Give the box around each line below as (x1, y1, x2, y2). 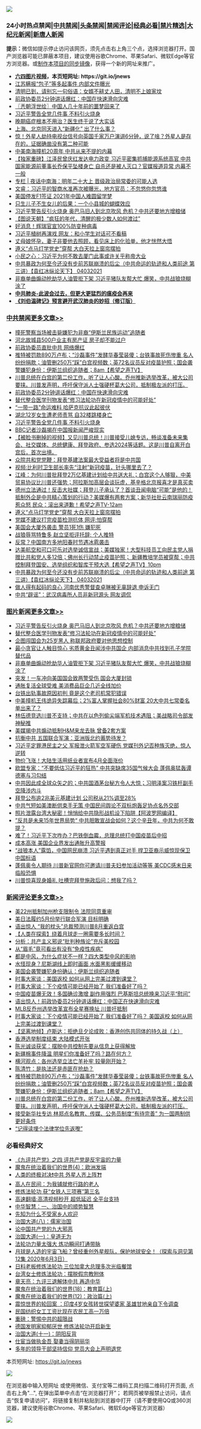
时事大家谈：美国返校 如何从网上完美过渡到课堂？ (14, 975, 138, 983)
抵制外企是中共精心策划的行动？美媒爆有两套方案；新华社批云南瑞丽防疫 (14, 493, 193, 500)
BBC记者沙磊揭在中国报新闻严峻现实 (14, 426, 105, 433)
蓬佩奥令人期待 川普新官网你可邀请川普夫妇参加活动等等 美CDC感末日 (14, 862, 187, 869)
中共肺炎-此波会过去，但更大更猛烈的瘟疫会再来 (14, 290, 133, 297)
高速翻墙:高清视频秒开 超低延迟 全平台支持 (14, 1195, 120, 1203)
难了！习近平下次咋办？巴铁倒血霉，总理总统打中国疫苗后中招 (14, 832, 167, 839)
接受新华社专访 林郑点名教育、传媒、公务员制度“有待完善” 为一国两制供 (14, 1110, 191, 1117)
